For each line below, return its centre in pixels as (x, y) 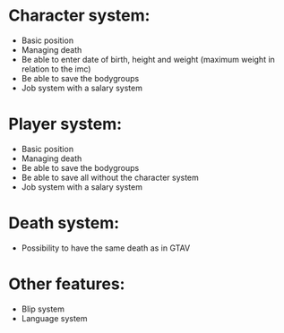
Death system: (64, 223)
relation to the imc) (56, 69)
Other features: (67, 284)
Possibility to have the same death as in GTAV (106, 248)
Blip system (43, 309)
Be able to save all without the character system (110, 177)
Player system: (65, 124)
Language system (54, 318)
